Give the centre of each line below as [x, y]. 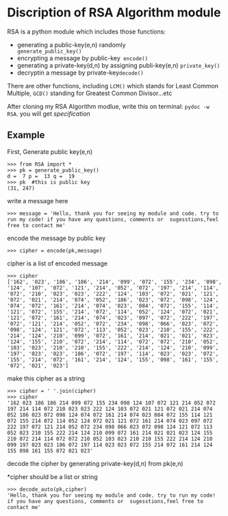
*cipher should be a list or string [52, 476]
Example [26, 135]
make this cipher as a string [46, 378]
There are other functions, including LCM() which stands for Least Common [113, 86]
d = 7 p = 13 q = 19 [41, 176]
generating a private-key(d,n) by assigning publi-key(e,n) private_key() [118, 65]
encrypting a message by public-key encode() [83, 58]
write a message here [38, 201]
